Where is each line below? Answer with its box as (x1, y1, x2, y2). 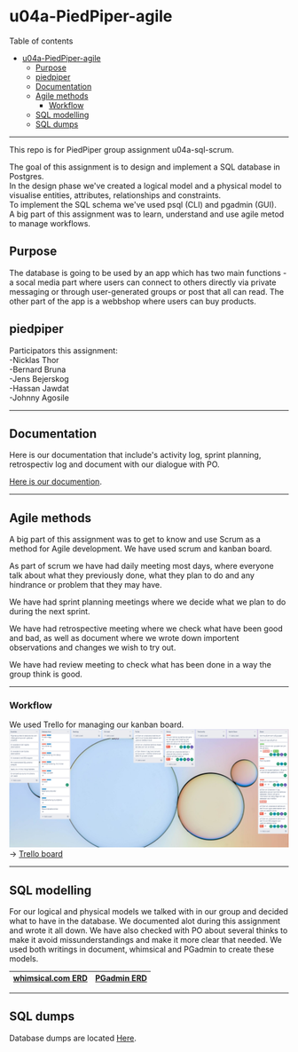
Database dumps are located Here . (9, 1032, 137, 1043)
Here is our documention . (9, 477, 102, 487)
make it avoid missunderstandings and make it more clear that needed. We (9, 934, 282, 945)
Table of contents (9, 36, 74, 46)
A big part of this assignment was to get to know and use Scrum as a (9, 534, 261, 545)
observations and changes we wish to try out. (9, 642, 176, 653)
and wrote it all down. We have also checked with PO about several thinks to (9, 925, 288, 936)
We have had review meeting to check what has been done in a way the (9, 660, 272, 670)
